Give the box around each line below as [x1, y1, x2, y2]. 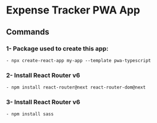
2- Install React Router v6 [6, 71, 81, 79]
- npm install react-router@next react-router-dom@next [6, 84, 146, 91]
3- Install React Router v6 [6, 98, 81, 106]
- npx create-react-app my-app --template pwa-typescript [6, 57, 151, 63]
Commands [6, 27, 50, 37]
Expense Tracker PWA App [6, 4, 141, 17]
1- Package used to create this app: [6, 45, 109, 53]
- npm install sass [6, 111, 54, 117]
